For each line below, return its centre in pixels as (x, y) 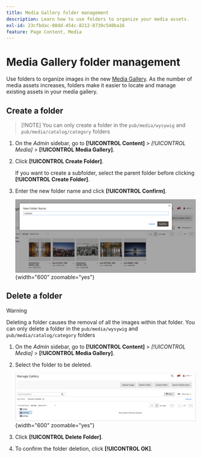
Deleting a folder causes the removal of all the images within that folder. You (101, 322)
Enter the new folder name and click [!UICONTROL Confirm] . (91, 191)
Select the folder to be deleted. (53, 365)
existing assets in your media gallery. (52, 92)
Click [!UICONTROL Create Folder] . (59, 161)
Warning (17, 311)
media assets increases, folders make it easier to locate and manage (91, 85)
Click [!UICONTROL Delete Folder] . (59, 437)
